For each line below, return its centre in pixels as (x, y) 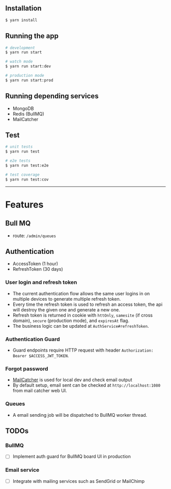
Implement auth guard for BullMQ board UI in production (72, 456)
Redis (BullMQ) (28, 113)
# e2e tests (18, 161)
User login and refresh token (41, 282)
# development (20, 48)
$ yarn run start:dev (28, 66)
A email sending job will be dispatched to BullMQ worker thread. (80, 415)
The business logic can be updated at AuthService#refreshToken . (81, 326)
